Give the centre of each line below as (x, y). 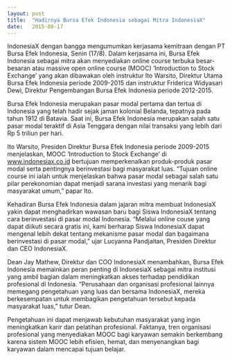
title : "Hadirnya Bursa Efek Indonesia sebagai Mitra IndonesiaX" (107, 20)
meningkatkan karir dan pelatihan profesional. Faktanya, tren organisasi (109, 327)
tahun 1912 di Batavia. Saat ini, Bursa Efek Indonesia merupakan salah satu (114, 119)
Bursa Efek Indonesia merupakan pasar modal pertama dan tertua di (105, 104)
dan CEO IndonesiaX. (37, 249)
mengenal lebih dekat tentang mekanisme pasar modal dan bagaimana (108, 234)
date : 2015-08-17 (35, 26)
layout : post (26, 14)
